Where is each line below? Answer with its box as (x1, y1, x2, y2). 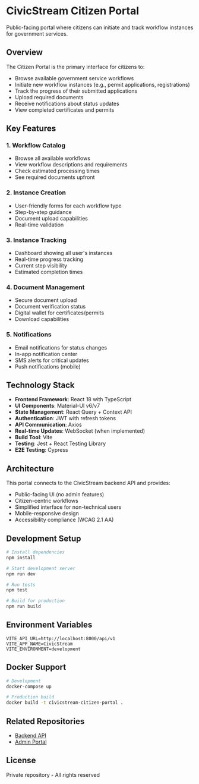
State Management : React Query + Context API (14, 408, 132, 415)
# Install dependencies (6, 549, 65, 555)
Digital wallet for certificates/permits (14, 309, 105, 316)
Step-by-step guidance (14, 208, 72, 215)
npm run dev (6, 571, 36, 577)
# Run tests (6, 581, 36, 588)
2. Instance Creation (6, 188, 67, 197)
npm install (6, 555, 36, 561)
